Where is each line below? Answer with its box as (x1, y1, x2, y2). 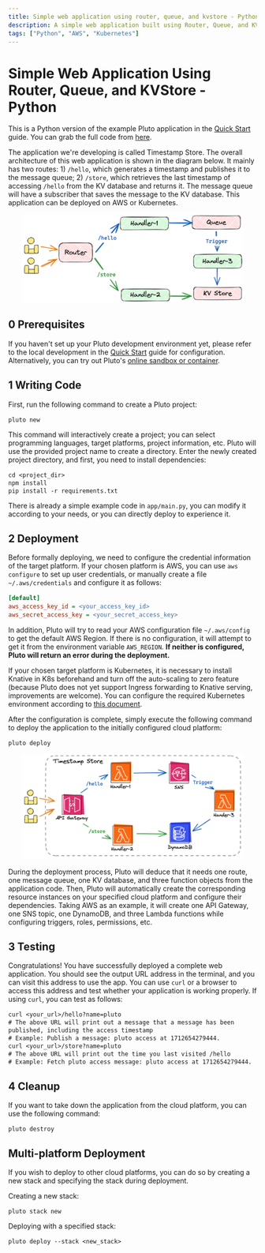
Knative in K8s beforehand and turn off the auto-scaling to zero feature (8, 674, 239, 684)
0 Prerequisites (8, 318, 85, 332)
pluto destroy (8, 1125, 55, 1133)
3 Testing (8, 940, 55, 954)
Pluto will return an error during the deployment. (8, 651, 170, 660)
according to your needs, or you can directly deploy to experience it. (8, 509, 231, 519)
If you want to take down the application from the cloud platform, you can (8, 1101, 247, 1110)
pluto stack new (8, 1208, 62, 1216)
